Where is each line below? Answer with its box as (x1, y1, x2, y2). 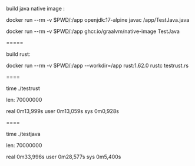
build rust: (6, 51, 31, 58)
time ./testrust (6, 85, 40, 92)
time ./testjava (6, 131, 41, 137)
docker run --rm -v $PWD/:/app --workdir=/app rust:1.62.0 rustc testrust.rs (6, 62, 189, 69)
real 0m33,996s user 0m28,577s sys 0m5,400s (6, 153, 121, 160)
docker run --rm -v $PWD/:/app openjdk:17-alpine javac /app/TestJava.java (6, 16, 190, 23)
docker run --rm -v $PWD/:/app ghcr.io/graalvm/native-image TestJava (6, 28, 180, 35)
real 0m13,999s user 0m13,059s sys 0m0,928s (6, 108, 120, 114)
